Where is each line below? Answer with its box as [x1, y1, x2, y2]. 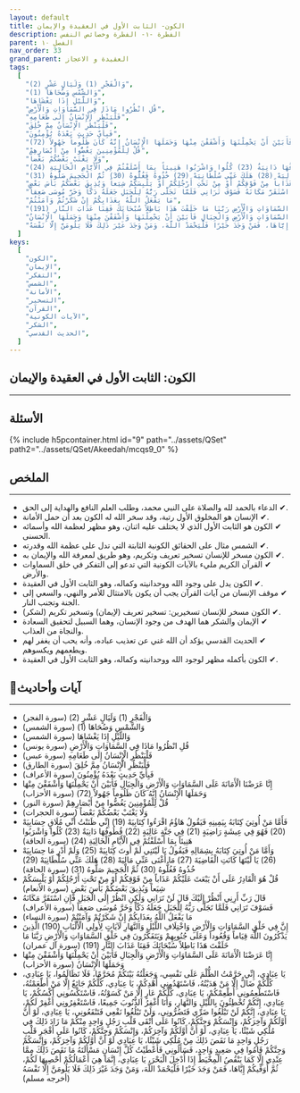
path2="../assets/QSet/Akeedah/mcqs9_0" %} [9, 444, 179, 455]
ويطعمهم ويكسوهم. [21, 644, 87, 655]
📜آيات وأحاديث [9, 680, 81, 695]
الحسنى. [21, 531, 51, 542]
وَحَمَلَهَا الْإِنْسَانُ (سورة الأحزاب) [21, 959, 125, 970]
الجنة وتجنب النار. [21, 597, 80, 608]
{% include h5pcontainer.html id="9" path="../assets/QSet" [9, 434, 228, 445]
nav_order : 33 [9, 46, 62, 55]
